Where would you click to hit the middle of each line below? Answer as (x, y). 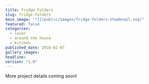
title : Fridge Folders (29, 10)
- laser (18, 33)
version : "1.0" (21, 62)
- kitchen (20, 43)
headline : (16, 57)
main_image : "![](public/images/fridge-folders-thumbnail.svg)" (75, 19)
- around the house (31, 38)
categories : (18, 29)
